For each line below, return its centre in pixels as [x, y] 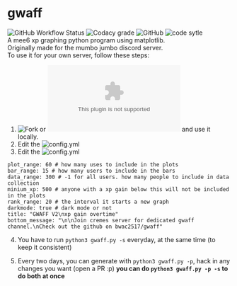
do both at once [41, 276]
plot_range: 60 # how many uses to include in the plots [93, 164]
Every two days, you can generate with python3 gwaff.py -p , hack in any [124, 261]
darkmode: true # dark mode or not [60, 208]
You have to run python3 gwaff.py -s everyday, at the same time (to [116, 239]
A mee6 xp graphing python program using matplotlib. [86, 40]
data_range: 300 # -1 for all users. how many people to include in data [118, 177]
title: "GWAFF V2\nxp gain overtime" [63, 214]
